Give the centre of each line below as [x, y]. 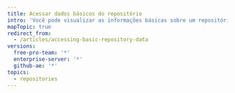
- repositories [36, 79]
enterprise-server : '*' [48, 59]
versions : [22, 46]
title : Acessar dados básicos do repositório [74, 14]
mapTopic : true [29, 27]
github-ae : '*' [36, 66]
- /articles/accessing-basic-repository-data [81, 40]
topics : [19, 72]
